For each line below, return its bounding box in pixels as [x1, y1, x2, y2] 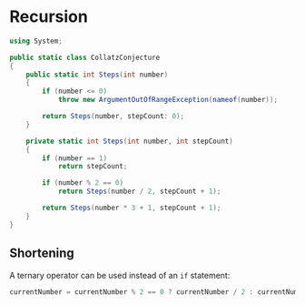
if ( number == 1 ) [42, 153, 107, 163]
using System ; [9, 36, 64, 46]
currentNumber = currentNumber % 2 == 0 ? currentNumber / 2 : [9, 287, 254, 297]
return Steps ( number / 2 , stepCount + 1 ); [57, 187, 221, 197]
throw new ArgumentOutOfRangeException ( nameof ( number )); [57, 96, 279, 105]
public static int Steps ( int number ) [25, 70, 169, 79]
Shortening [9, 246, 74, 261]
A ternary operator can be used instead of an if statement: [9, 269, 231, 280]
